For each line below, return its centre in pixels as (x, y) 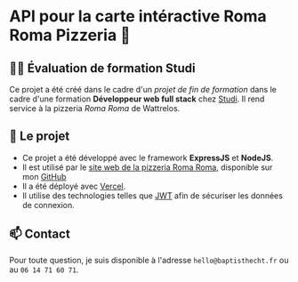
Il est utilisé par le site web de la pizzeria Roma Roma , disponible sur (147, 167)
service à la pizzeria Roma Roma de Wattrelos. (95, 108)
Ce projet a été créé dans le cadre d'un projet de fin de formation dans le (143, 89)
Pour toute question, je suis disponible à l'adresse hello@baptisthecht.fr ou (149, 260)
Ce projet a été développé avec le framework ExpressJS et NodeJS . (148, 157)
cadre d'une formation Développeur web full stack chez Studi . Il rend (137, 99)
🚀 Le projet (40, 137)
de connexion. (48, 205)
